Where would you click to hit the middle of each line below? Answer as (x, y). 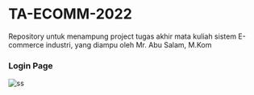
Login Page (31, 65)
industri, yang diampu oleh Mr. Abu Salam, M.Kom (129, 44)
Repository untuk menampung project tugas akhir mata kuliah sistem (122, 36)
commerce (26, 44)
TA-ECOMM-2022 (71, 14)
